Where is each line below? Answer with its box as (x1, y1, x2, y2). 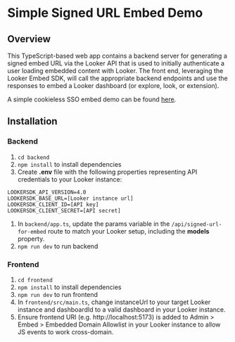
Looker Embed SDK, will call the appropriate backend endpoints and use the (7, 74, 228, 82)
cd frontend (17, 277, 53, 284)
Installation (7, 115, 58, 127)
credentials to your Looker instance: (17, 175, 122, 184)
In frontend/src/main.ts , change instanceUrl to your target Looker (17, 298, 211, 306)
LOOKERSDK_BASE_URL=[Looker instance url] (7, 195, 134, 202)
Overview (7, 33, 51, 45)
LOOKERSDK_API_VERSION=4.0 (7, 189, 87, 196)
